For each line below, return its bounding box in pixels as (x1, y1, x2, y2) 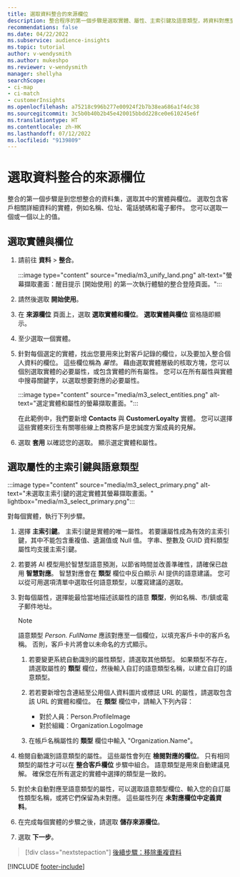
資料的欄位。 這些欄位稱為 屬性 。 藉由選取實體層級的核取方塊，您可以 (24, 359, 230, 366)
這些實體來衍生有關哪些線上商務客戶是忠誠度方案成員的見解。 (17, 423, 200, 431)
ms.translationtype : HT (7, 116, 79, 124)
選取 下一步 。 (17, 833, 58, 841)
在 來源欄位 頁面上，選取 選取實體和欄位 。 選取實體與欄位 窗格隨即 (17, 310, 215, 319)
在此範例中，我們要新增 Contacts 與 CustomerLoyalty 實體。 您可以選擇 (17, 414, 233, 422)
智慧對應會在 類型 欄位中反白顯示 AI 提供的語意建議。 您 (59, 568, 224, 577)
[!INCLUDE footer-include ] (7, 862, 85, 871)
